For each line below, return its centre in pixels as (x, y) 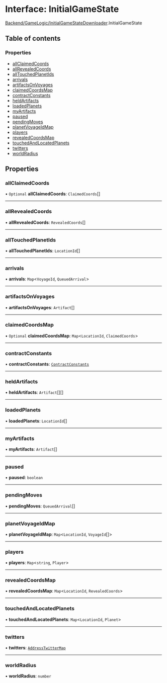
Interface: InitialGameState (62, 9)
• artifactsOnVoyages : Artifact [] (40, 307)
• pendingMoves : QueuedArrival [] (40, 506)
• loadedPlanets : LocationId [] (36, 421)
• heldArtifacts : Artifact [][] (34, 392)
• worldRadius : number (28, 676)
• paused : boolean (24, 478)
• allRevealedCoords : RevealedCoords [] (45, 222)
